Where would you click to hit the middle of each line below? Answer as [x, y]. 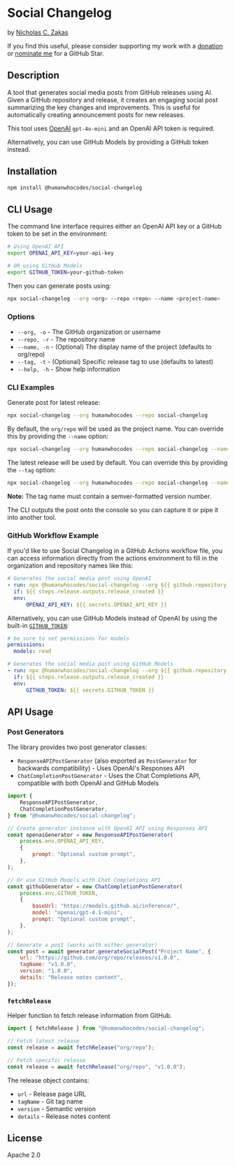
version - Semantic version [57, 1108]
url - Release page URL [52, 1094]
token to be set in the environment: [58, 234]
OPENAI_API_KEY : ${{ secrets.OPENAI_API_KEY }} [97, 605]
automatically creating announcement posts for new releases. [96, 114]
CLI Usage [30, 209]
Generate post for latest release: [54, 403]
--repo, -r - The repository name [66, 339]
